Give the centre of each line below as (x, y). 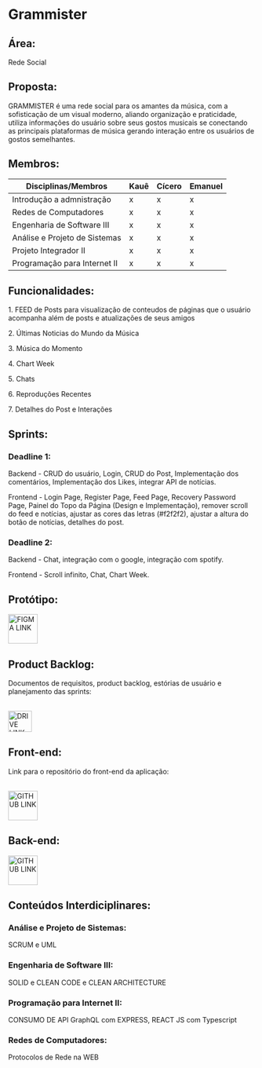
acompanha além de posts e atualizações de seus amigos (102, 318)
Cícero (169, 186)
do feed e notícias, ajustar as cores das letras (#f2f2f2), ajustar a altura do (128, 514)
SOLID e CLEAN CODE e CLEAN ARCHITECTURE (87, 982)
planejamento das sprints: (50, 692)
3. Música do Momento (45, 349)
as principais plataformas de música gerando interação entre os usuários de (131, 130)
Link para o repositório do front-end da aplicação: (89, 771)
